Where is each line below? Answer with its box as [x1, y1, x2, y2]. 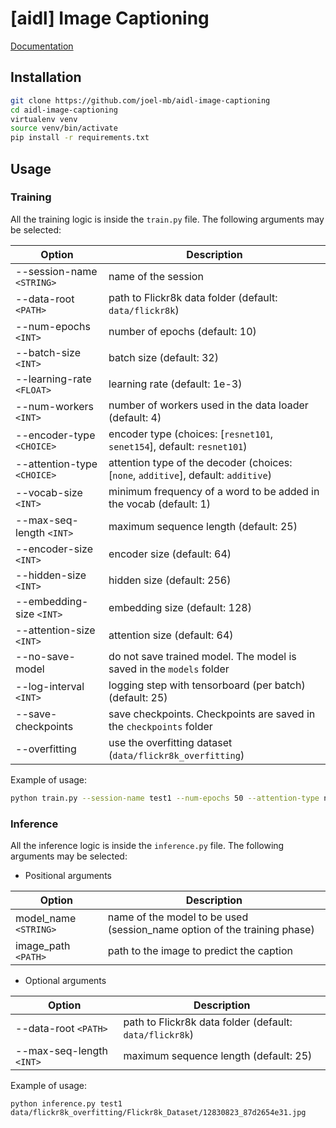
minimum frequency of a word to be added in [108, 484, 320, 498]
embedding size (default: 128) [108, 600, 252, 614]
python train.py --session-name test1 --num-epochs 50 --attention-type [10, 793, 320, 803]
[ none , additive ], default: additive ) [108, 468, 272, 482]
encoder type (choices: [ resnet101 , [108, 427, 274, 441]
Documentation [10, 40, 74, 52]
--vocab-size [15, 485, 83, 499]
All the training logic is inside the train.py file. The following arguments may [10, 213, 325, 225]
